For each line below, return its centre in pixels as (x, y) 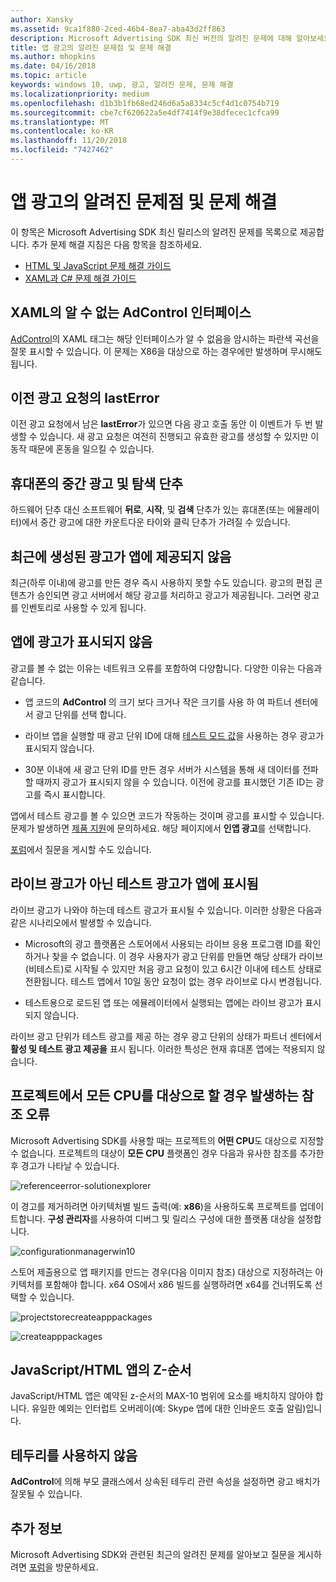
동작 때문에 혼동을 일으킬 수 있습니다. (82, 449)
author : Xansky (42, 19)
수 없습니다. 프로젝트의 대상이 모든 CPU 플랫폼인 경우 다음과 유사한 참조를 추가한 (167, 1153)
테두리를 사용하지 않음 (74, 1455)
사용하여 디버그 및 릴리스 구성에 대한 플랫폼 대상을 (197, 1218)
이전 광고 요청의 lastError (85, 398)
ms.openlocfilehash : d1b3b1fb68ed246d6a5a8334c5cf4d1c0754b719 (145, 103)
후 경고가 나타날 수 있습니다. (65, 1165)
